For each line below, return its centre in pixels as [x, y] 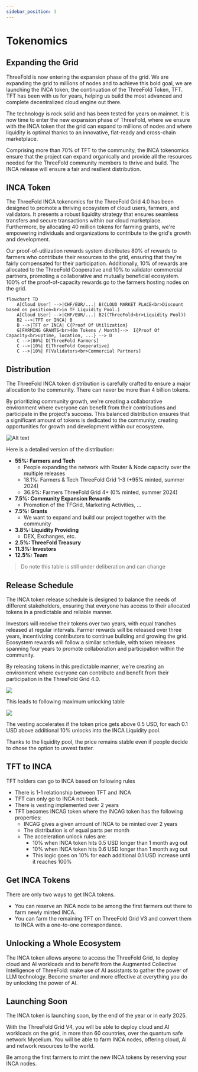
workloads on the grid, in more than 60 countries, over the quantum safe [95, 1034]
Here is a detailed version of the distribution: [60, 450]
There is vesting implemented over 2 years [67, 805]
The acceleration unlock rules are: [65, 836]
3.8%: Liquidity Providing [47, 530]
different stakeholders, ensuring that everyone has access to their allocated [98, 606]
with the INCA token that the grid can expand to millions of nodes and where [99, 126]
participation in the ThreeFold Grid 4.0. [53, 679]
